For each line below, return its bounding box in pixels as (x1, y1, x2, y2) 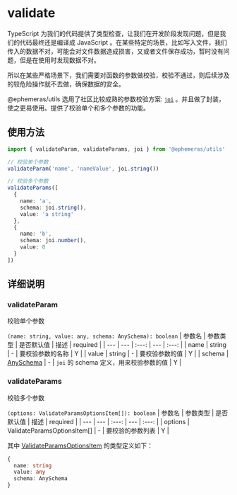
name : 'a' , (20, 198, 52, 205)
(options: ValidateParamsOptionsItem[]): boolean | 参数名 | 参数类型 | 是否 (7, 409, 229, 417)
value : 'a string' (20, 210, 74, 217)
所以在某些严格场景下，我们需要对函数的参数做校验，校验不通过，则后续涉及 (7, 71, 230, 79)
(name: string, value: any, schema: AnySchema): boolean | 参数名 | (7, 331, 206, 341)
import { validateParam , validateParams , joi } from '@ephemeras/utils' (7, 145, 226, 153)
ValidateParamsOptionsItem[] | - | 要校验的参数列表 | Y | (7, 426, 169, 435)
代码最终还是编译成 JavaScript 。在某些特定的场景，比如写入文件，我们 (19, 38, 228, 47)
